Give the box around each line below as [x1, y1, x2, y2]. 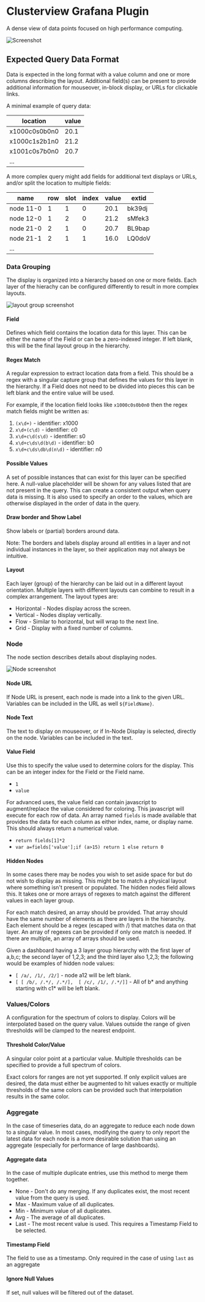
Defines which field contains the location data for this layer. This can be [6, 329, 187, 336]
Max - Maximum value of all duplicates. [15, 1201, 115, 1208]
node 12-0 [9, 214, 42, 222]
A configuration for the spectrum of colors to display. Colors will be [6, 1014, 176, 1021]
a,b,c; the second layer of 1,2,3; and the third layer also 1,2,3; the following [6, 953, 194, 961]
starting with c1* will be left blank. [15, 985, 100, 992]
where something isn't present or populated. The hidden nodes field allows [6, 884, 196, 891]
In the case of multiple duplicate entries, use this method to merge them [6, 1169, 188, 1177]
